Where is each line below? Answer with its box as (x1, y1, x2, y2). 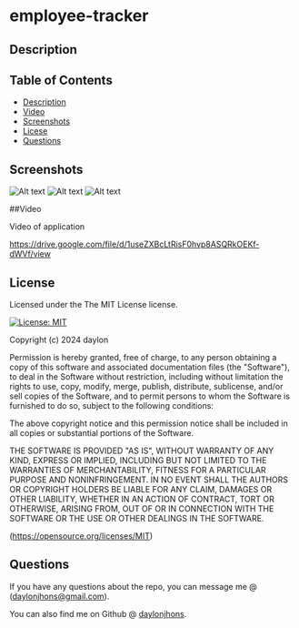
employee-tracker (9, 5, 149, 26)
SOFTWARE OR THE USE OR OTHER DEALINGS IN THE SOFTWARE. (9, 513, 264, 524)
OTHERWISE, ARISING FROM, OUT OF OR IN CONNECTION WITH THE (9, 503, 274, 514)
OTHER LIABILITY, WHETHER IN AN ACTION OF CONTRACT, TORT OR (9, 493, 274, 505)
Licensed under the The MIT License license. (9, 299, 179, 310)
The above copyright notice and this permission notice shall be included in (9, 418, 288, 429)
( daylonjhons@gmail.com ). (9, 591, 110, 602)
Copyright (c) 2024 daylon (9, 334, 109, 346)
